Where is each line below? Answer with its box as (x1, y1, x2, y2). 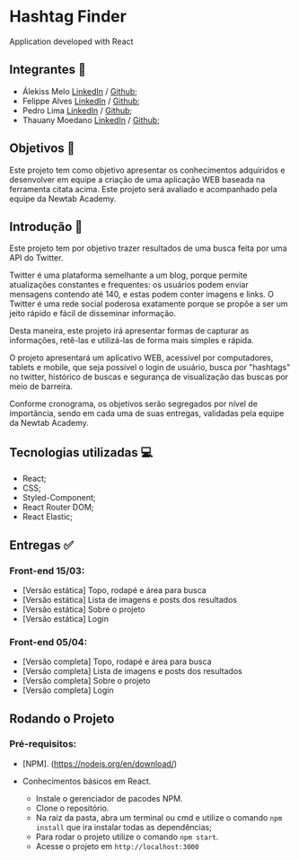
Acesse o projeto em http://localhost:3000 (35, 840, 199, 851)
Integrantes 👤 (9, 62, 87, 77)
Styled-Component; (22, 492, 96, 503)
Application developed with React (9, 36, 134, 47)
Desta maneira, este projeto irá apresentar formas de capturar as (9, 325, 250, 336)
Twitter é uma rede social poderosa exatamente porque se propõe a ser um (9, 298, 289, 309)
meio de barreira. (9, 381, 74, 392)
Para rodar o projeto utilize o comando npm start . (35, 831, 219, 842)
